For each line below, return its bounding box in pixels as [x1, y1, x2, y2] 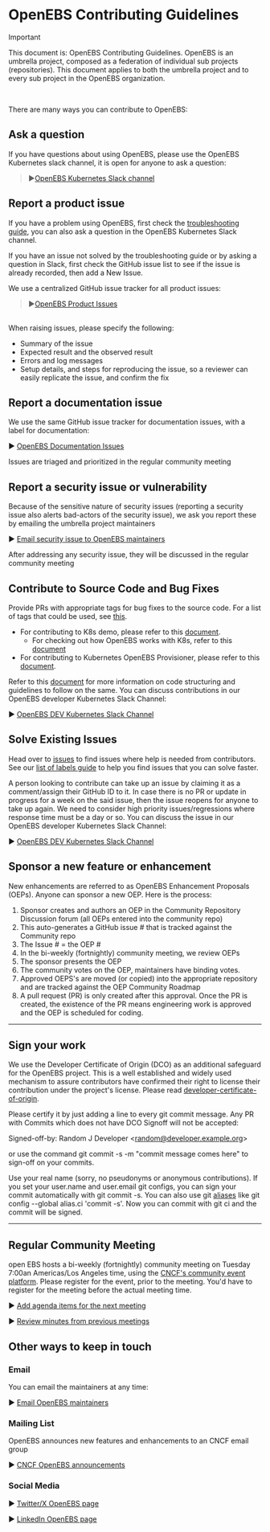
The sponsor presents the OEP [19, 956, 122, 966]
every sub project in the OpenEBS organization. [8, 73, 166, 83]
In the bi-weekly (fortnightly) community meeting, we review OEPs [19, 948, 240, 957]
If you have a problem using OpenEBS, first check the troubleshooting [8, 218, 239, 227]
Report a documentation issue [8, 395, 163, 409]
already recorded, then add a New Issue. [8, 268, 143, 277]
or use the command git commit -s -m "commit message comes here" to [8, 1149, 249, 1159]
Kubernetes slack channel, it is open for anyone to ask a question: [8, 158, 227, 167]
